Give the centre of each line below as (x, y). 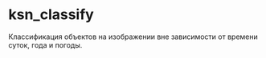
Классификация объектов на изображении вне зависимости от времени (133, 37)
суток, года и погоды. (45, 44)
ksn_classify (51, 15)
